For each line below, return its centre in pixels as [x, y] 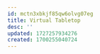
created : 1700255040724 [43, 40]
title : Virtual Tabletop [44, 20]
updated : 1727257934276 [43, 33]
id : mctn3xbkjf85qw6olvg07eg [50, 14]
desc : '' [20, 27]
